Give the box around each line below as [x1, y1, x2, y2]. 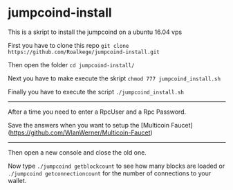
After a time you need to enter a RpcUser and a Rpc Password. [8, 107, 186, 116]
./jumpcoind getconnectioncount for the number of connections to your [8, 169, 212, 178]
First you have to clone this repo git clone [8, 41, 129, 49]
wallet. [8, 176, 27, 184]
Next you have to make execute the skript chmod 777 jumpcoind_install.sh [8, 74, 221, 83]
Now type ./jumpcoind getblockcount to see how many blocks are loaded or [8, 162, 225, 170]
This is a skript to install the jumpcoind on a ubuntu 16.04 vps [8, 28, 183, 36]
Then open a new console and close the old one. [8, 148, 147, 157]
